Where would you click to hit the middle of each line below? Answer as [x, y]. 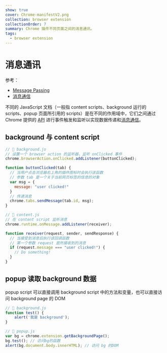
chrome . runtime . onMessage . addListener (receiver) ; [59, 224]
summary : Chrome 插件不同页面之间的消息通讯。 [50, 29]
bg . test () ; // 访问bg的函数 [33, 341]
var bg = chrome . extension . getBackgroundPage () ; [57, 336]
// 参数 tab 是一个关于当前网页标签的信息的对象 [55, 177]
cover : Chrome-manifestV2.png [37, 15]
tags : [11, 34]
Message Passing [31, 90]
